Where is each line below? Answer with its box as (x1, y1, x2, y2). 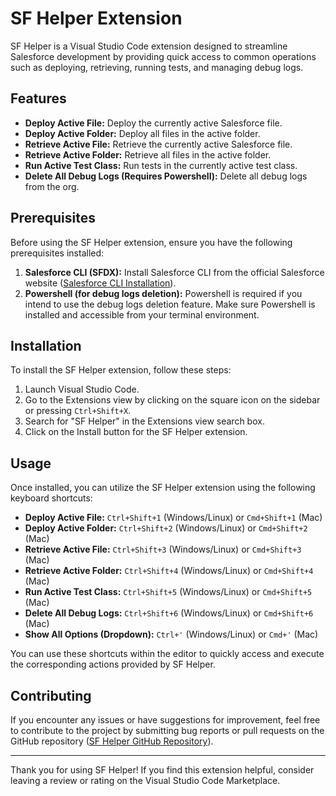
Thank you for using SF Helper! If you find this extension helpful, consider (10, 764, 315, 776)
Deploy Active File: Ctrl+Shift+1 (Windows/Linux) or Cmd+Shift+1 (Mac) (24, 512, 323, 524)
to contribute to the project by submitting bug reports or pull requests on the (10, 725, 325, 736)
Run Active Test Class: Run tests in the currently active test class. (24, 159, 298, 171)
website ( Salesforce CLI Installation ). (24, 277, 177, 289)
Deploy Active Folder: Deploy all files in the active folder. (24, 127, 261, 139)
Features (10, 90, 67, 107)
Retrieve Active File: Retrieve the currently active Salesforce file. (24, 138, 293, 150)
